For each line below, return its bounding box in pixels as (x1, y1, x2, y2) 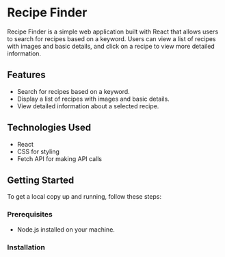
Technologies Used (7, 122, 91, 134)
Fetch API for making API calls (16, 154, 103, 162)
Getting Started (7, 174, 75, 186)
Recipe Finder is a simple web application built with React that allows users (7, 27, 219, 36)
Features (7, 69, 46, 81)
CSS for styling (16, 147, 60, 156)
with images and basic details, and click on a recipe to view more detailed (7, 42, 215, 50)
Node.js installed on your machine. (16, 225, 115, 234)
